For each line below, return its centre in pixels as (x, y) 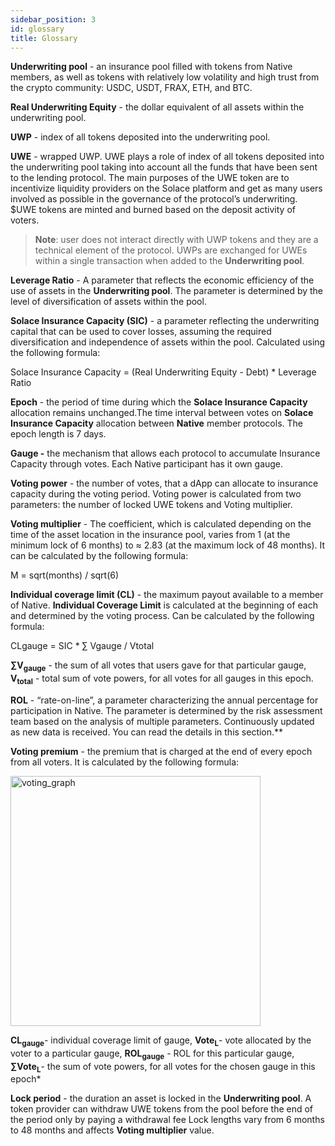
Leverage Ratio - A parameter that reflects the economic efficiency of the (162, 280)
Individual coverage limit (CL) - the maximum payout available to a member (167, 595)
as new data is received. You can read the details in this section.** (147, 732)
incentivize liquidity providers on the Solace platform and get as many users (166, 188)
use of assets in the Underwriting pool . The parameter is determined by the (167, 291)
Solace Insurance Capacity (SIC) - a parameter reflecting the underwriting (165, 321)
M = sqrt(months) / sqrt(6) (65, 575)
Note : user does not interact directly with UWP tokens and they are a (176, 240)
